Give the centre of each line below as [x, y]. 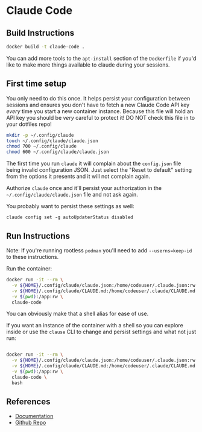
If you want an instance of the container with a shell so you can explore [95, 326]
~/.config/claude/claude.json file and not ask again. [72, 195]
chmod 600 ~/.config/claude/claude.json [58, 152]
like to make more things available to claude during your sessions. [88, 65]
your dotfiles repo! [29, 124]
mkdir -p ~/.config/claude [40, 135]
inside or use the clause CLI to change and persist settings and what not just [101, 332]
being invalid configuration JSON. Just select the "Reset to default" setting [99, 170]
